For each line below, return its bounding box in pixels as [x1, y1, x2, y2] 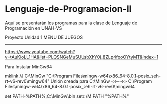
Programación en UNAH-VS [5, 25, 62, 31]
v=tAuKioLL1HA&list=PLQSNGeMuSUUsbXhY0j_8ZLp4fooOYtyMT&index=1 [5, 54, 158, 60]
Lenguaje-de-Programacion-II [5, 3, 132, 15]
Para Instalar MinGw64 [5, 63, 52, 69]
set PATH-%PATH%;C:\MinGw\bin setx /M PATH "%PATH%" [5, 93, 129, 99]
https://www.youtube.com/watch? [5, 48, 75, 55]
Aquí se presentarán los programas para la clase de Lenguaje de [5, 20, 138, 26]
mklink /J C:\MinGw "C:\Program [5, 73, 72, 79]
